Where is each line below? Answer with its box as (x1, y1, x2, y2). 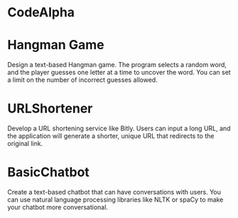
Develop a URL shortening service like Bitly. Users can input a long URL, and (7, 124, 231, 133)
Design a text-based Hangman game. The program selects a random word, (7, 61, 227, 69)
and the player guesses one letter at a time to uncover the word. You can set (7, 68, 231, 77)
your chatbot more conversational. (7, 203, 109, 211)
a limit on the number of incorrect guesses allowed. (7, 76, 158, 84)
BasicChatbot (7, 165, 90, 180)
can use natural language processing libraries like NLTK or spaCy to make (7, 195, 224, 204)
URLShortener (7, 100, 93, 117)
